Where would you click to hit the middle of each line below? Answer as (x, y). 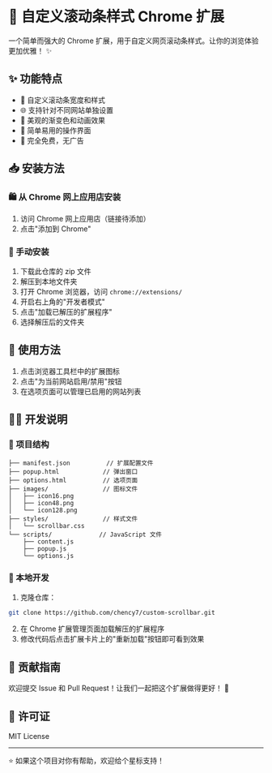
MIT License (29, 736)
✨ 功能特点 (36, 79)
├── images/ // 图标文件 (73, 489)
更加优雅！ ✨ (30, 50)
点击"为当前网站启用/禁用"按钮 (71, 381)
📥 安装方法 (36, 168)
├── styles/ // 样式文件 (73, 519)
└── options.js (49, 556)
